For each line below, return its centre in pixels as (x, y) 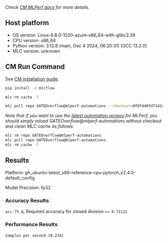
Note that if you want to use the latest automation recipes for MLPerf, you (81, 116)
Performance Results (31, 224)
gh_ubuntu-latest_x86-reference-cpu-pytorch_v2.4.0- (80, 172)
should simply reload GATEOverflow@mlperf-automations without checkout (83, 121)
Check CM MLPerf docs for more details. (47, 7)
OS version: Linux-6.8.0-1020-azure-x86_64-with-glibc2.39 (74, 35)
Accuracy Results (27, 200)
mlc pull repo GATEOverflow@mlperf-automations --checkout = (69, 106)
